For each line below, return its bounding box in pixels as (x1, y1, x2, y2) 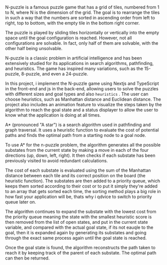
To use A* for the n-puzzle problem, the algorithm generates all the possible (5, 142, 161, 148)
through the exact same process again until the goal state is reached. (5, 235, 147, 241)
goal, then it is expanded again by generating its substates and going (5, 230, 147, 235)
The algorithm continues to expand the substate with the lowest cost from (5, 208, 157, 214)
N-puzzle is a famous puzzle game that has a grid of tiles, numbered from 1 (5, 4, 160, 10)
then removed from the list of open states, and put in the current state (5, 219, 148, 225)
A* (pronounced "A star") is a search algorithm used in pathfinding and (5, 122, 151, 128)
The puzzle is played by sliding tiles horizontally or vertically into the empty (5, 30, 160, 35)
